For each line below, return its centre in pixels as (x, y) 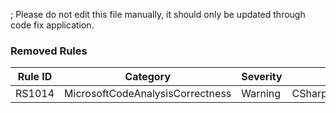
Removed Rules (49, 51)
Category (148, 77)
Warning (261, 94)
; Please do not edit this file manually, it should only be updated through (158, 14)
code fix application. (52, 25)
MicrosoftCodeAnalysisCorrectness (148, 94)
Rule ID (35, 77)
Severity (262, 77)
